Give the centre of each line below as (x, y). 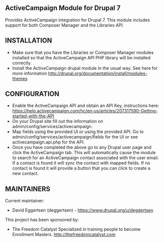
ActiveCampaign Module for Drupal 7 (63, 8)
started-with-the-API (33, 116)
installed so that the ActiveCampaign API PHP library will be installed (81, 57)
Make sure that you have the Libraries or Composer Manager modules (83, 52)
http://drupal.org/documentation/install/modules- (98, 73)
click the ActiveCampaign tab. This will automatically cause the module (84, 153)
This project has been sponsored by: (42, 220)
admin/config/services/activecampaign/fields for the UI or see (75, 137)
